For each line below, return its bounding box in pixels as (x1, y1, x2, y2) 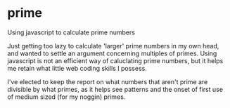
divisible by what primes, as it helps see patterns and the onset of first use (7, 85, 224, 93)
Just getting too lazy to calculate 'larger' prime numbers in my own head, (7, 41, 219, 50)
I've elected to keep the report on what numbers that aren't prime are (7, 77, 208, 86)
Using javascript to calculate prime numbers (7, 28, 136, 36)
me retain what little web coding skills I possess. (7, 64, 148, 72)
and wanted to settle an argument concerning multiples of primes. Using (7, 49, 217, 58)
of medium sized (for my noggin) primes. (7, 93, 126, 101)
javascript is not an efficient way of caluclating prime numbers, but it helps (7, 56, 224, 65)
